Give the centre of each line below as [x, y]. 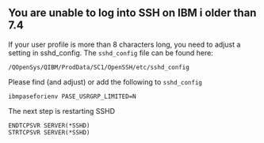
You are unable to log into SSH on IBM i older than [132, 13]
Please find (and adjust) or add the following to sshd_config [105, 81]
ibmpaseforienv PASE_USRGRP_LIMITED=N [72, 96]
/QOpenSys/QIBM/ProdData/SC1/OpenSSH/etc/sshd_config [99, 67]
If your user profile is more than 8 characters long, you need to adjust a [124, 44]
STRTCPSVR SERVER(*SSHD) [49, 132]
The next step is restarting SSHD [62, 111]
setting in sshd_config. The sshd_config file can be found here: [111, 53]
